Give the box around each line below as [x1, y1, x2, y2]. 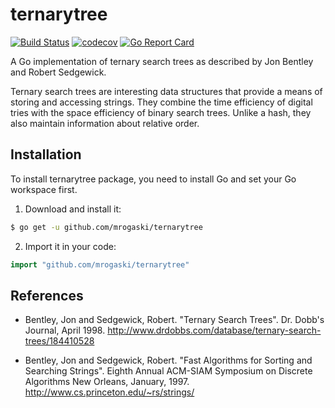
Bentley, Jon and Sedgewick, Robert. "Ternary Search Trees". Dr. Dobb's [24, 314, 325, 326]
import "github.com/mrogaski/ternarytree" [10, 259, 190, 270]
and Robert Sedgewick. [10, 66, 107, 78]
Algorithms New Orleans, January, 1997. [24, 376, 190, 388]
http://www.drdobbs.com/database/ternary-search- [107, 324, 322, 337]
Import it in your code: [24, 240, 117, 252]
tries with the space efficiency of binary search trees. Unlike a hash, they [10, 106, 312, 118]
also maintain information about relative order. [10, 117, 200, 129]
